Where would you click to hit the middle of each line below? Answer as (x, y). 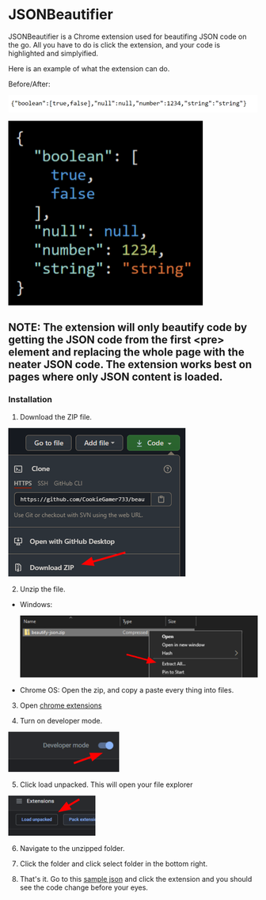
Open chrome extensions (61, 705)
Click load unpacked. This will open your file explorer (106, 784)
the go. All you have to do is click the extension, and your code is (114, 44)
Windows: (36, 604)
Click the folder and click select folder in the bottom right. (114, 864)
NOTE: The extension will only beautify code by (128, 327)
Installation (30, 400)
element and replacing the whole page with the (126, 353)
